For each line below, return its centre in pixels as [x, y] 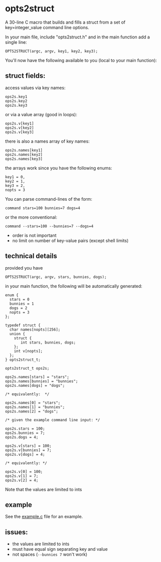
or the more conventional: [31, 217]
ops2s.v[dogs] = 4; [25, 454]
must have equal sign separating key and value [60, 549]
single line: [16, 42]
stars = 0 [19, 299]
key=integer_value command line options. [47, 27]
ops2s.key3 [16, 105]
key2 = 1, [15, 181]
